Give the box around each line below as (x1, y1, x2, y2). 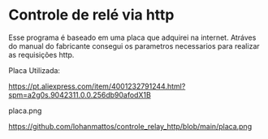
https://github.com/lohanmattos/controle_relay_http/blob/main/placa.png (8, 121, 253, 131)
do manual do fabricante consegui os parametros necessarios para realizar (8, 41, 260, 50)
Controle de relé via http (8, 6, 175, 24)
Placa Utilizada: (8, 65, 61, 75)
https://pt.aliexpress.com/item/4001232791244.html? (8, 81, 186, 91)
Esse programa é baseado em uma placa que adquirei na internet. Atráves (8, 33, 257, 42)
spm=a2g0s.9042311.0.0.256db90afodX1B (8, 89, 152, 99)
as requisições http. (8, 50, 75, 59)
